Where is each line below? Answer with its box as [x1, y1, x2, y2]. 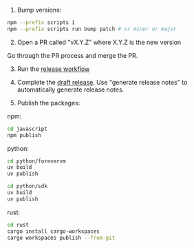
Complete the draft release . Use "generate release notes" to [17, 78, 188, 86]
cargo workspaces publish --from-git [7, 234, 116, 241]
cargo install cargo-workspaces [7, 227, 100, 235]
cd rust [7, 221, 30, 228]
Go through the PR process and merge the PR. [7, 51, 138, 59]
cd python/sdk [7, 183, 48, 190]
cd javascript [7, 125, 48, 132]
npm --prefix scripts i [7, 19, 76, 26]
